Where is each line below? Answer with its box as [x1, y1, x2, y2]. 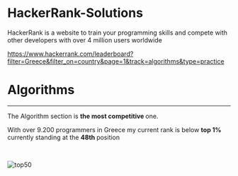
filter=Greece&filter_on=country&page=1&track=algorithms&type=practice [7, 57, 225, 65]
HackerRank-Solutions [7, 5, 144, 21]
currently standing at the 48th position [7, 133, 120, 141]
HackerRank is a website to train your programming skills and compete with [7, 28, 228, 37]
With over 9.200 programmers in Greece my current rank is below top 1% [7, 125, 222, 134]
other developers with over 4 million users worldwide [7, 35, 163, 44]
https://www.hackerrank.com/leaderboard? [7, 49, 134, 58]
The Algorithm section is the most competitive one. [7, 112, 159, 120]
